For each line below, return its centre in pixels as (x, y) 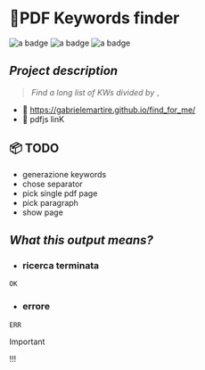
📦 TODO (34, 148)
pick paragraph (50, 202)
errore (36, 307)
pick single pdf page (60, 193)
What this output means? (82, 240)
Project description (64, 71)
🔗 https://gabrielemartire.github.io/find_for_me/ (109, 110)
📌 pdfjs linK (43, 119)
